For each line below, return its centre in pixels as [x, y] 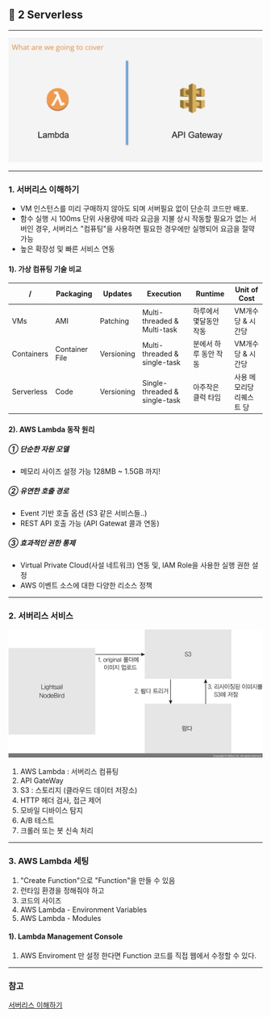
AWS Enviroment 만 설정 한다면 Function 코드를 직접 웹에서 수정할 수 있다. [138, 955]
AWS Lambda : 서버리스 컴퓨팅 [69, 772]
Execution [164, 294]
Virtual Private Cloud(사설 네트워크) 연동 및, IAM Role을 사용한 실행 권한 [135, 565]
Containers [30, 354]
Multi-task [160, 329]
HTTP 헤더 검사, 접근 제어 [61, 801]
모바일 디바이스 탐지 [51, 810]
